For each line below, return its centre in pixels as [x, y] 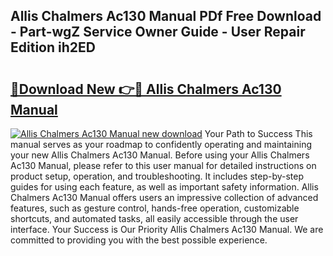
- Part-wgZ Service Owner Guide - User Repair [158, 32]
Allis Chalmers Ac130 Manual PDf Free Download [166, 16]
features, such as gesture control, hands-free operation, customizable [155, 208]
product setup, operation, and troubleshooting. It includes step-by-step [157, 176]
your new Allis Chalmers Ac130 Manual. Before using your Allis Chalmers [160, 155]
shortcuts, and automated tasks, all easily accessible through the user [154, 218]
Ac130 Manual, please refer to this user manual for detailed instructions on [163, 165]
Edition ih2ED [53, 47]
